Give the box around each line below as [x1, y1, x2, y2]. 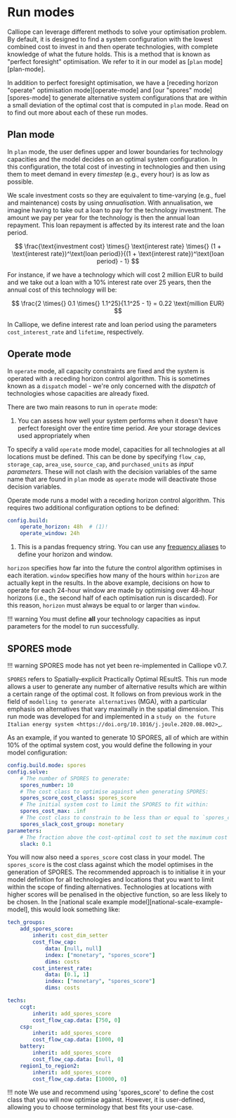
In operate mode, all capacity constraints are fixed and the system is [7, 366, 205, 375]
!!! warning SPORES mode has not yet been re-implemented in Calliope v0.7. [7, 662, 228, 669]
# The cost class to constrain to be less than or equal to [20, 814, 199, 821]
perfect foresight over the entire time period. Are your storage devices [17, 423, 221, 432]
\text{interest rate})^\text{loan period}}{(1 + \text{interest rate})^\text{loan [11, 249, 225, 257]
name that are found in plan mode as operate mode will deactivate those [7, 475, 217, 483]
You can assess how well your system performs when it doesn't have [17, 416, 218, 425]
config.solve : [7, 768, 49, 776]
